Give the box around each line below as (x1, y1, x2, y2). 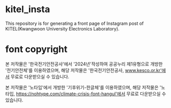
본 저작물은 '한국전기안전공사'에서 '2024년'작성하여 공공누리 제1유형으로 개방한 (5, 61, 163, 67)
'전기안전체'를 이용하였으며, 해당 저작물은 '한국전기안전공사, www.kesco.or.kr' (5, 67, 162, 73)
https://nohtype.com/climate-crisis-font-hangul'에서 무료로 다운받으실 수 (16, 90, 166, 97)
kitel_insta (5, 4, 50, 15)
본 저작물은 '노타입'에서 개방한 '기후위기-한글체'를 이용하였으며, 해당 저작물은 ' (5, 84, 161, 90)
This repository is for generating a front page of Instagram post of (5, 20, 144, 26)
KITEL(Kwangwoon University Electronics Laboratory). (5, 25, 120, 31)
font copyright (5, 44, 68, 55)
